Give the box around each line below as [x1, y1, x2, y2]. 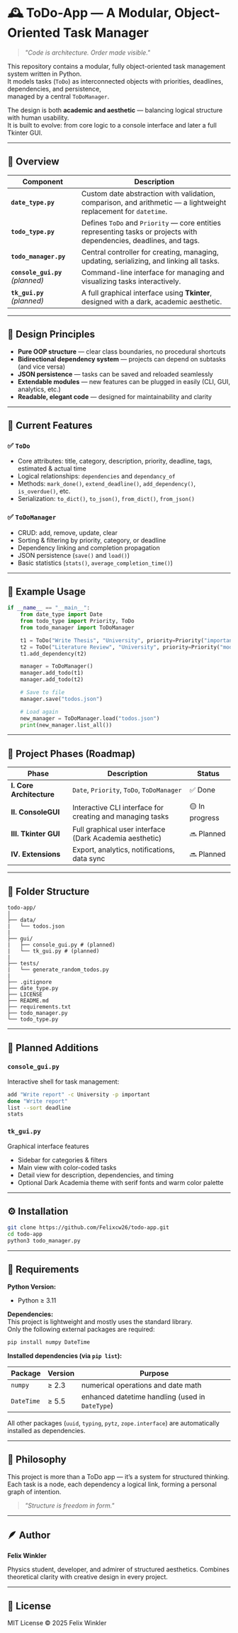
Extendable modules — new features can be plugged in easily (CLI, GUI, [17, 377, 230, 386]
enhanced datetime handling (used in [81, 1391, 205, 1401]
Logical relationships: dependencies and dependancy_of [17, 472, 176, 481]
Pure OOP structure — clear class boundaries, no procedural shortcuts [17, 347, 226, 356]
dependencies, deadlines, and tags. [81, 235, 200, 245]
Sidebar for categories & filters [17, 1155, 108, 1164]
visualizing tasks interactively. [81, 276, 181, 286]
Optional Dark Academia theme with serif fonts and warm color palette [17, 1178, 224, 1186]
